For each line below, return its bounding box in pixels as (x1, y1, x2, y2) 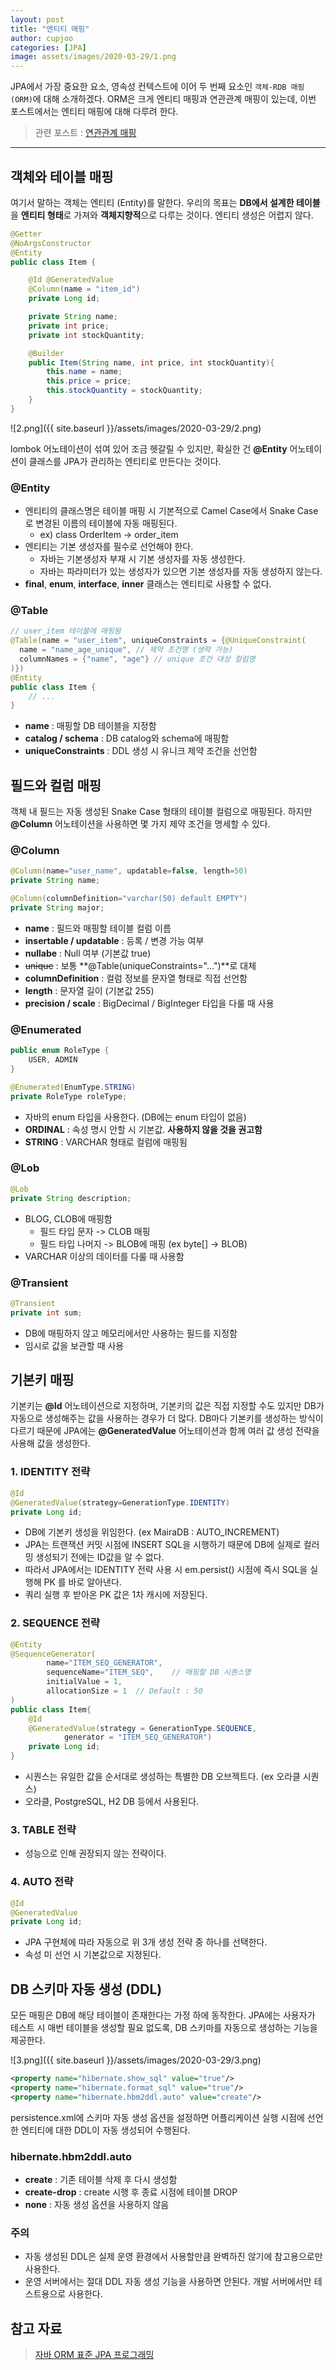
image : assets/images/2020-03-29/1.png (10, 52, 177, 62)
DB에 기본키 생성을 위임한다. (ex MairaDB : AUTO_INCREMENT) (24, 1526, 280, 1538)
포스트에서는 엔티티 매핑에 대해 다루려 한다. (10, 106, 179, 118)
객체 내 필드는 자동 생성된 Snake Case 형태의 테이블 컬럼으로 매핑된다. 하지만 (10, 806, 313, 818)
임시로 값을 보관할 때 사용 (24, 1339, 125, 1351)
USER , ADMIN (28, 1055, 78, 1065)
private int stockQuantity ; (28, 330, 145, 340)
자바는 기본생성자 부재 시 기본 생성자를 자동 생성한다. (39, 553, 246, 565)
